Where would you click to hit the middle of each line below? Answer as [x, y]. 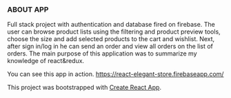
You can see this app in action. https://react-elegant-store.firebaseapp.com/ [115, 74]
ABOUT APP [28, 10]
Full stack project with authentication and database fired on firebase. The [111, 25]
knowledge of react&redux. [46, 61]
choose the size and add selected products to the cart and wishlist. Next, [111, 39]
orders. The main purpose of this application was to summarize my [102, 53]
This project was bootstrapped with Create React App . [84, 88]
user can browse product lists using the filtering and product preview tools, [114, 32]
